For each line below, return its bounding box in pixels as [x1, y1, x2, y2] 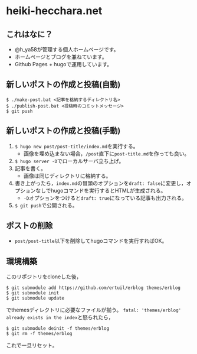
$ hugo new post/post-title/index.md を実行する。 [14, 142, 139, 150]
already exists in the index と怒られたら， [6, 314, 114, 321]
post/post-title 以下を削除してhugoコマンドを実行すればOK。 [14, 238, 168, 245]
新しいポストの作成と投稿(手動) [6, 126, 121, 136]
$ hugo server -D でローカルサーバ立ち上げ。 [14, 157, 124, 164]
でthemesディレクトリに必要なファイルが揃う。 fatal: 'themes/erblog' [6, 306, 182, 314]
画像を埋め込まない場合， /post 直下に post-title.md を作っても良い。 [23, 150, 190, 157]
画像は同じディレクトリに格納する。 [23, 172, 111, 179]
